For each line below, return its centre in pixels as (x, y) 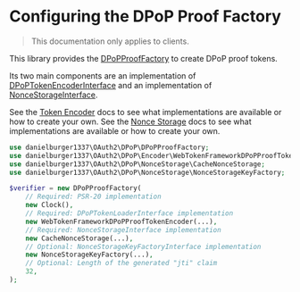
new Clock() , (50, 205)
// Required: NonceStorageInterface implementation (123, 229)
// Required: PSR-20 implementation (94, 197)
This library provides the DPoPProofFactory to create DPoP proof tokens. (144, 58)
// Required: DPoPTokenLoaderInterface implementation (129, 213)
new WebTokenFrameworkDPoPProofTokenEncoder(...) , (121, 221)
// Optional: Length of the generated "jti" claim (121, 263)
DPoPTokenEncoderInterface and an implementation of (111, 85)
